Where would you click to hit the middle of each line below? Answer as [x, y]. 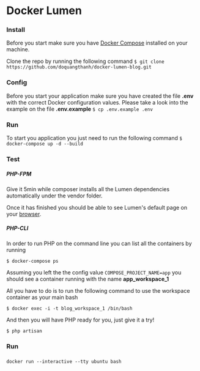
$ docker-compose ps [33, 261]
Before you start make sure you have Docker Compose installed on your [97, 43]
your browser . [24, 214]
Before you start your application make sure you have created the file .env [100, 96]
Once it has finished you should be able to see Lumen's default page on [97, 207]
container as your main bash [42, 297]
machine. [18, 50]
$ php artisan [24, 331]
